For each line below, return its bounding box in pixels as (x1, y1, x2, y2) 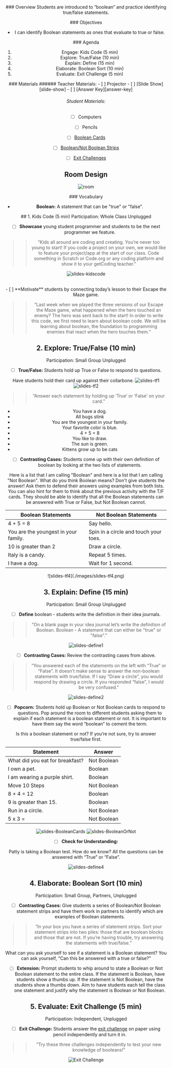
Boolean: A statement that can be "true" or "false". (36, 203, 143, 210)
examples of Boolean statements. (54, 914, 125, 920)
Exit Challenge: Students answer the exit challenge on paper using (19, 1026, 161, 1032)
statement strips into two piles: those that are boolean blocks (34, 929, 163, 935)
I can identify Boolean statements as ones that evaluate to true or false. (14, 29, 165, 35)
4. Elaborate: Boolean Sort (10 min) (29, 879, 143, 888)
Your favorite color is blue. (62, 424, 118, 431)
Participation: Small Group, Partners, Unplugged (35, 893, 137, 899)
